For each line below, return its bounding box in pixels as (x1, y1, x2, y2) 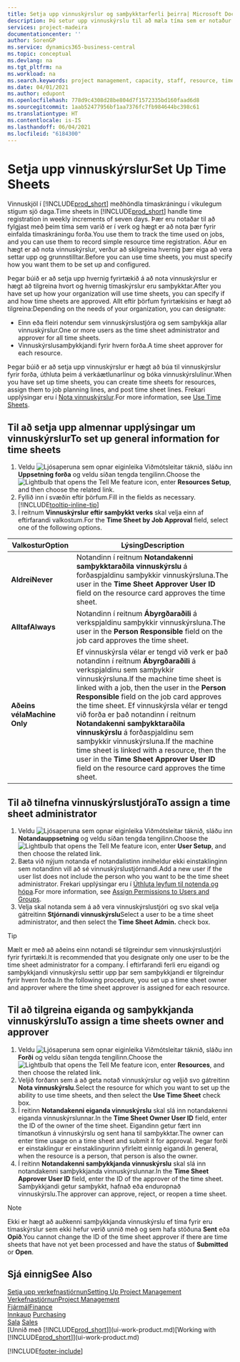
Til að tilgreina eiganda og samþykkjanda (7, 1004, 194, 1016)
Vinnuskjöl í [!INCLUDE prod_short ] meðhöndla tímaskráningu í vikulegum (7, 199, 222, 208)
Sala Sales (7, 1318, 38, 1326)
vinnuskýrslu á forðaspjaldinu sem (76, 727, 194, 737)
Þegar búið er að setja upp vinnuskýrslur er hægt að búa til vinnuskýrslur (7, 362, 221, 372)
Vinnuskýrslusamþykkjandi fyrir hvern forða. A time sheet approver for (17, 341, 224, 350)
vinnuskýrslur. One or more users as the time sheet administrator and (17, 326, 220, 334)
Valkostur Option (11, 540, 69, 550)
